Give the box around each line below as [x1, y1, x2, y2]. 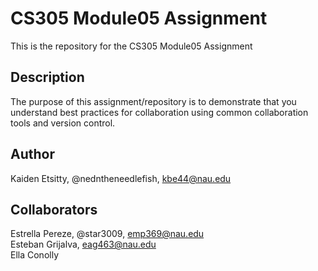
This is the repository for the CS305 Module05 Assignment [10, 40, 253, 52]
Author [10, 146, 55, 163]
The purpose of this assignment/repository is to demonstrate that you [10, 95, 297, 107]
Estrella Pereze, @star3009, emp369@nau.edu [10, 228, 205, 240]
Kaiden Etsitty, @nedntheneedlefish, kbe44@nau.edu [10, 172, 232, 184]
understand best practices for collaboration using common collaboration [10, 106, 309, 118]
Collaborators [10, 201, 98, 218]
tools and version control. [10, 117, 116, 129]
